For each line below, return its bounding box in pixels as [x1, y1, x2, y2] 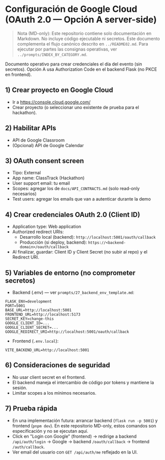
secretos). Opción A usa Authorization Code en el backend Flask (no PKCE [5, 66, 157, 72]
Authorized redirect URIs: [12, 229, 64, 235]
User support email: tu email [12, 180, 70, 186]
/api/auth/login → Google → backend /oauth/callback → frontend [12, 438, 150, 444]
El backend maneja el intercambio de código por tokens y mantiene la [12, 379, 154, 385]
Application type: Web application [12, 224, 82, 230]
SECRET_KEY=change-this [5, 316, 54, 321]
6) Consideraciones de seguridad [5, 361, 110, 369]
